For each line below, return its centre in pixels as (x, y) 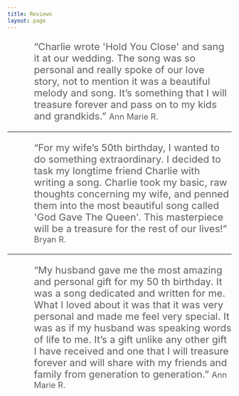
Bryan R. (50, 239)
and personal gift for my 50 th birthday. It (128, 281)
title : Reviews (30, 14)
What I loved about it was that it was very (129, 304)
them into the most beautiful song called (126, 205)
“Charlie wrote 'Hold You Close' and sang (129, 46)
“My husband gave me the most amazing (128, 270)
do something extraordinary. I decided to (128, 159)
